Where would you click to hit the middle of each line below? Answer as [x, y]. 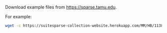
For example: [19, 16]
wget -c [13, 26]
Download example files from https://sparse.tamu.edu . [61, 7]
